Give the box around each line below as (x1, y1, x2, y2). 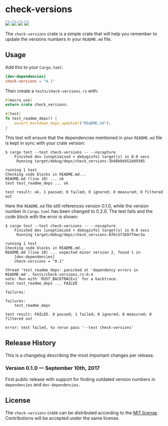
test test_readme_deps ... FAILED (5, 280, 78, 286)
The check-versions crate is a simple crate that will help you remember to (5, 30, 157, 36)
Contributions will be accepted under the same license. (5, 415, 120, 421)
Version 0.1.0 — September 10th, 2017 (5, 365, 100, 372)
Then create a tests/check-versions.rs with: (5, 87, 99, 94)
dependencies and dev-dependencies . (5, 382, 80, 388)
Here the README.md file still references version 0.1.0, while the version (5, 203, 149, 209)
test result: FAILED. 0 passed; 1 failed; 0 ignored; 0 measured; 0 (5, 312, 152, 317)
